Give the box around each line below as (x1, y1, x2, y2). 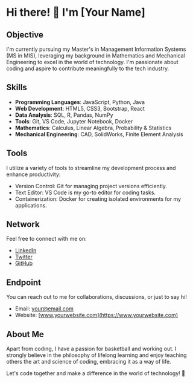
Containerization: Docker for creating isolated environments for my (14, 195, 182, 202)
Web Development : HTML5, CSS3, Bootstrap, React (14, 105, 145, 112)
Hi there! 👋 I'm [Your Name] (6, 5, 146, 19)
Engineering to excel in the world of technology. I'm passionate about (6, 59, 179, 65)
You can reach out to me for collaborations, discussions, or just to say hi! (6, 293, 187, 301)
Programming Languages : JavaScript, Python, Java (14, 98, 145, 105)
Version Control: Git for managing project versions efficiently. (14, 182, 167, 189)
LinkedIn (14, 247, 37, 254)
